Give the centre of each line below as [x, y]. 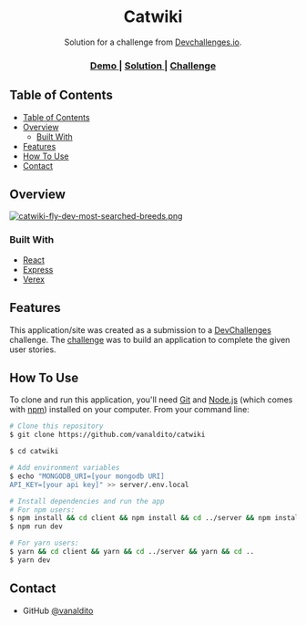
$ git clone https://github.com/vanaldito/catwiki [107, 435]
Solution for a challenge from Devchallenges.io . [153, 42]
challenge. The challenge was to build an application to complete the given [150, 339]
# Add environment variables [65, 468]
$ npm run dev [36, 526]
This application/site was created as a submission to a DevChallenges [140, 329]
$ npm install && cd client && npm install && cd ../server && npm [140, 518]
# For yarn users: [44, 543]
